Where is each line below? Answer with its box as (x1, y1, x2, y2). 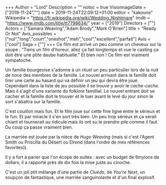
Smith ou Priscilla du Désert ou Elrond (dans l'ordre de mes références (5, 139, 150, 145)
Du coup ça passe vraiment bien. (5, 124, 73, 130)
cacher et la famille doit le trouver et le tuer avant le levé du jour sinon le (5, 93, 154, 99)
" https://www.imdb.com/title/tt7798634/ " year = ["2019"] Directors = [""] (5, 20, 156, 26)
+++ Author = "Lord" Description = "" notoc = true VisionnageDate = (5, 4, 147, 10)
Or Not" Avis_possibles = (5, 31, 56, 36)
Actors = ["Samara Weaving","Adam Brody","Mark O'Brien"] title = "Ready (5, 25, 157, 31)
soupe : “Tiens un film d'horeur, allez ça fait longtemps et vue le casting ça (5, 47, 159, 52)
